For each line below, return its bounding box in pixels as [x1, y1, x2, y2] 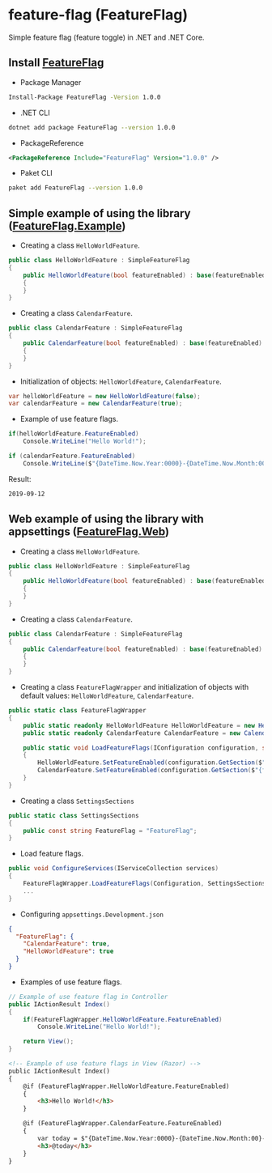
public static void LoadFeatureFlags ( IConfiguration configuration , [23, 743, 259, 752]
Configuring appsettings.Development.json [19, 909, 164, 919]
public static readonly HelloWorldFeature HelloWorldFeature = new [23, 721, 255, 729]
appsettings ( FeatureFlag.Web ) [8, 525, 170, 539]
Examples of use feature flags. [19, 977, 123, 987]
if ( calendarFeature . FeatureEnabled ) [8, 452, 136, 461]
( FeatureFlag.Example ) [8, 219, 126, 232]
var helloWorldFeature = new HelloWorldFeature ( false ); [8, 392, 201, 400]
